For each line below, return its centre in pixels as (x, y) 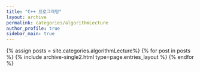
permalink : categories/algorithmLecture (57, 23)
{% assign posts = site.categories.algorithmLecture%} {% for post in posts (98, 51)
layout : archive (26, 17)
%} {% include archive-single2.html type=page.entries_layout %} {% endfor (100, 57)
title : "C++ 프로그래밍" (34, 12)
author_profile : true (33, 28)
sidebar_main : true (31, 34)
